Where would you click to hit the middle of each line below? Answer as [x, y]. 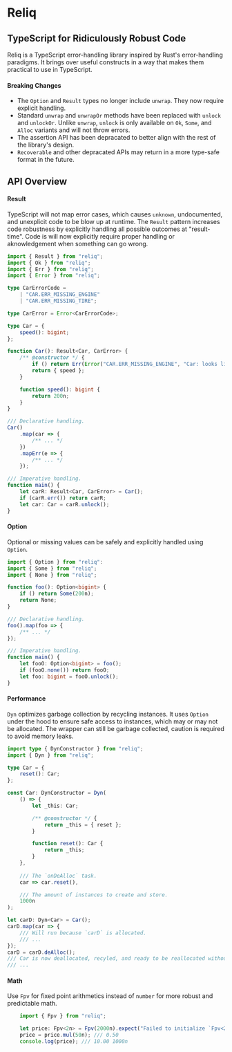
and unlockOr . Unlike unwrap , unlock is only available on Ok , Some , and [114, 123]
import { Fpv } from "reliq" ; [63, 1016]
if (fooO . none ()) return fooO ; [65, 670]
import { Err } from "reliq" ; [51, 269]
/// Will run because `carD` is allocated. [83, 933]
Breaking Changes [34, 85]
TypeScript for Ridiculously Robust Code [97, 38]
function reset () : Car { [68, 844]
